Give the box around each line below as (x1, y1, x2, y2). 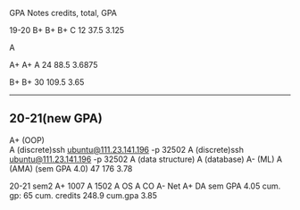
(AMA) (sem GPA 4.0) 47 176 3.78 (9, 163, 133, 173)
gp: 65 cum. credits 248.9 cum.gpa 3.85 (9, 189, 158, 200)
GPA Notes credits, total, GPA (9, 8, 118, 18)
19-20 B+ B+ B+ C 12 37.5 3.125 (9, 25, 125, 35)
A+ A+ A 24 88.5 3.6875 (9, 60, 98, 70)
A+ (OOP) (9, 134, 45, 146)
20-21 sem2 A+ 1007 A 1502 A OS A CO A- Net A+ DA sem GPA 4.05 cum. (9, 181, 281, 191)
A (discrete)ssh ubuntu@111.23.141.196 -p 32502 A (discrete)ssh (9, 144, 244, 155)
